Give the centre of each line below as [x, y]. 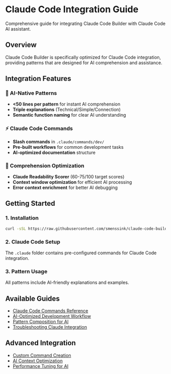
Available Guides [33, 298]
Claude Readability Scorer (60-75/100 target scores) [68, 177]
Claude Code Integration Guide [72, 9]
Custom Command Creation [42, 355]
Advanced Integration [41, 343]
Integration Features [38, 79]
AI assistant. [18, 29]
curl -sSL [16, 229]
